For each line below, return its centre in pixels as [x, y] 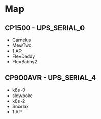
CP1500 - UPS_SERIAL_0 [45, 28]
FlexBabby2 [25, 62]
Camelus [22, 40]
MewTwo [22, 45]
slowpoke [22, 96]
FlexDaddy [24, 56]
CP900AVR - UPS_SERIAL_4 [50, 78]
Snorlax [20, 106]
